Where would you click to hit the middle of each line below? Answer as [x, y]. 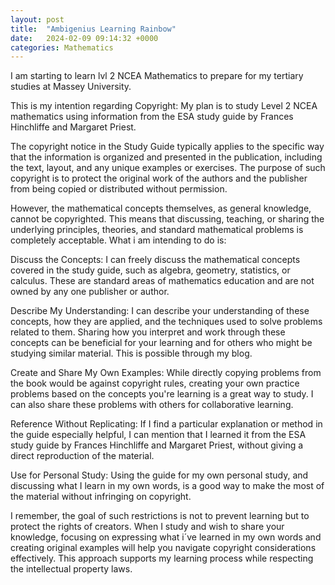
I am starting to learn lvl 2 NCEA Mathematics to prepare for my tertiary [157, 76]
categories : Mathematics [62, 47]
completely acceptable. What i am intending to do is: [118, 240]
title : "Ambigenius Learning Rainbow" [93, 29]
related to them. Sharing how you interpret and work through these [148, 332]
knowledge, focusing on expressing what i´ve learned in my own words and [166, 537]
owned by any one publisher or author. [90, 292]
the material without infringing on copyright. [101, 497]
